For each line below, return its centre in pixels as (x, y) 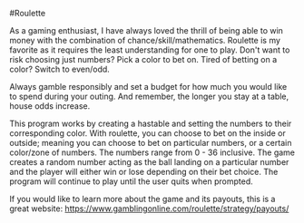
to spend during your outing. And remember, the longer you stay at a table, (149, 96)
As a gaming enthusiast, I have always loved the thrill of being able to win (147, 30)
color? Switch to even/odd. (60, 69)
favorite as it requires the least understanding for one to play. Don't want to (150, 50)
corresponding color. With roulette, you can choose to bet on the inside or (147, 133)
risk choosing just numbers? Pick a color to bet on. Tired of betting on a (143, 59)
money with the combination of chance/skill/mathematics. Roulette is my (145, 40)
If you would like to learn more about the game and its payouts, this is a (142, 199)
